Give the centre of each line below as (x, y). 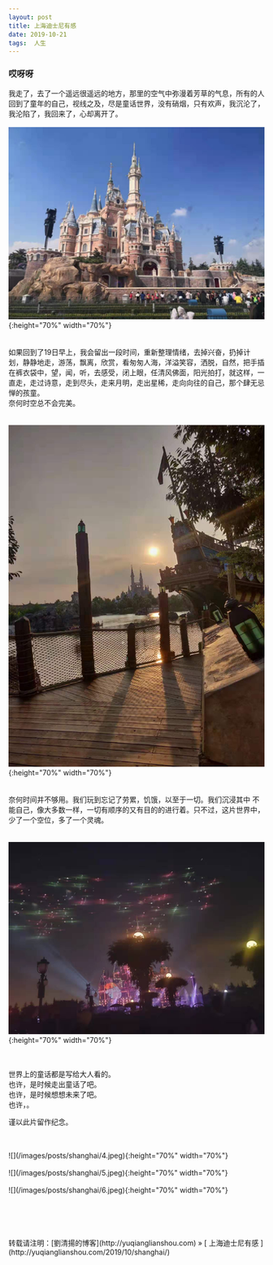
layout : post (30, 17)
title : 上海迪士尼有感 (43, 26)
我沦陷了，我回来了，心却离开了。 (65, 113)
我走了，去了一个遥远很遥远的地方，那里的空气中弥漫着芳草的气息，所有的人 (136, 93)
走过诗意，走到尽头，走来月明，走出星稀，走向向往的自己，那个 (136, 382)
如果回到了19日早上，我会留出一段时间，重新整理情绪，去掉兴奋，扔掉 (126, 352)
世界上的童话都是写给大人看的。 (62, 1074)
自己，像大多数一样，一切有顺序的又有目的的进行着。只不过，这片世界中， (140, 809)
